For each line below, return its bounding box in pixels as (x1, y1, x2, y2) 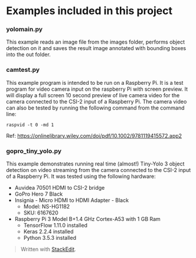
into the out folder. (6, 51, 51, 58)
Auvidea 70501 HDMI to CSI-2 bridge (14, 184, 105, 191)
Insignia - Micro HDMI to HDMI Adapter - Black (14, 197, 129, 204)
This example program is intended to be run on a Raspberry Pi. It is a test (6, 79, 184, 86)
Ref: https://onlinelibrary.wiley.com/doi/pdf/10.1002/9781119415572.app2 (6, 132, 182, 139)
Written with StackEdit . (20, 246, 77, 253)
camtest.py (6, 66, 40, 74)
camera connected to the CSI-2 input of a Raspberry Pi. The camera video (6, 98, 187, 105)
